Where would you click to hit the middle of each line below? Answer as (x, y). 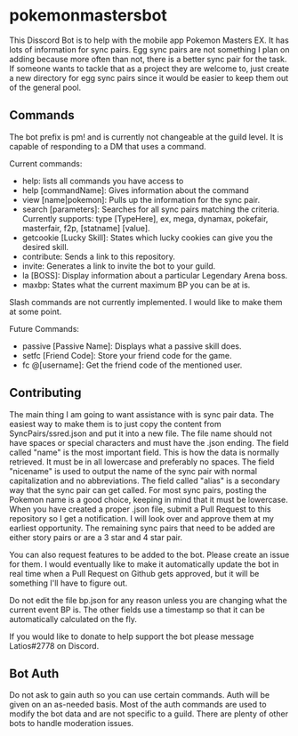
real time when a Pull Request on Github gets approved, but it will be (134, 573)
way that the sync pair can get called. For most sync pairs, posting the (138, 489)
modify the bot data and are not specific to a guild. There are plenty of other (149, 714)
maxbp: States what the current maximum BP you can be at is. (136, 285)
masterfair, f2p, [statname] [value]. (86, 228)
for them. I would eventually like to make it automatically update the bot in (144, 564)
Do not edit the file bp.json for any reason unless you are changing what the (148, 600)
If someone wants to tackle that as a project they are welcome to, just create (149, 69)
